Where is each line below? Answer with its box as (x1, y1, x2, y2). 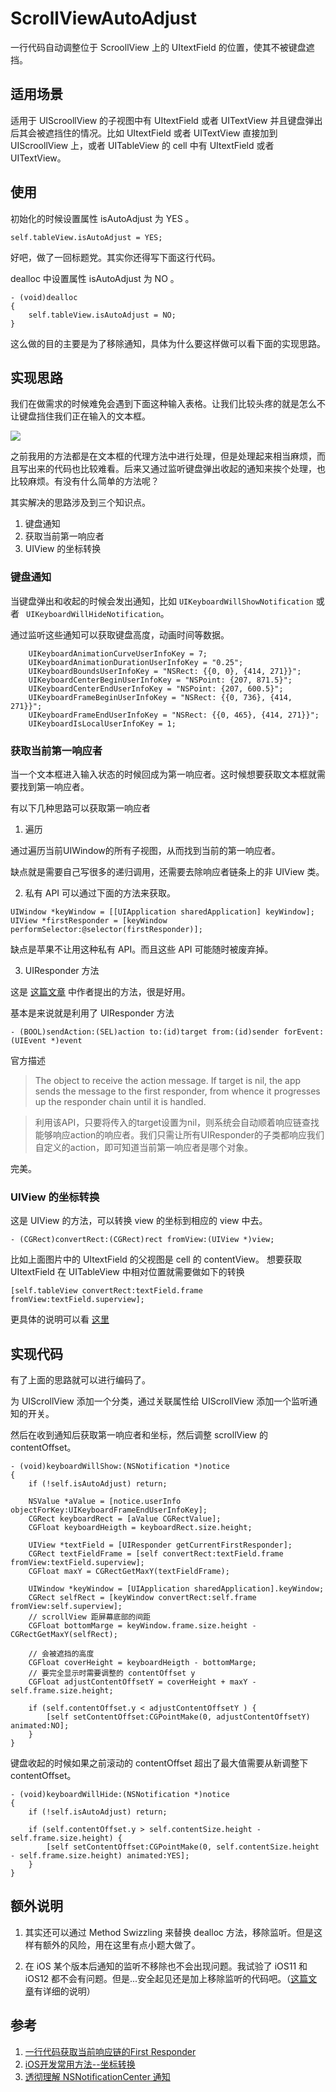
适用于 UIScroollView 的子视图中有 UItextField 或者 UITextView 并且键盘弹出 (10, 114, 323, 126)
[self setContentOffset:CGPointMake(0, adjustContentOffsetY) (46, 1712, 311, 1722)
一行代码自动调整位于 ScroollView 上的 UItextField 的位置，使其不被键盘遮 (10, 41, 315, 53)
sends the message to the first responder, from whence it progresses (34, 1085, 321, 1097)
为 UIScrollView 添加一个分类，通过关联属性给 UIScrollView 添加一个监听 (10, 1395, 310, 1407)
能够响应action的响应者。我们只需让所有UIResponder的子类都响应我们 (34, 1128, 325, 1141)
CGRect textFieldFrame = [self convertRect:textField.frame (28, 1549, 284, 1559)
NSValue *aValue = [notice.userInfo (28, 1497, 182, 1507)
